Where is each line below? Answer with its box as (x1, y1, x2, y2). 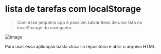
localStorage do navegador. (17, 24, 73, 30)
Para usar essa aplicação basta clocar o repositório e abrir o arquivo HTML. (5, 43, 157, 49)
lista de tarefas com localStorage (5, 3, 141, 15)
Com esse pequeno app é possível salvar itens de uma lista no (17, 19, 143, 25)
